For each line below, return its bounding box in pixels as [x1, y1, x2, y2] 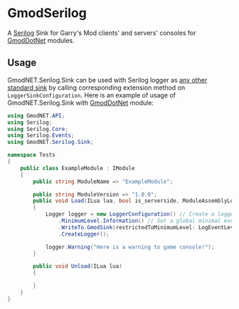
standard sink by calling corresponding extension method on [7, 83, 186, 92]
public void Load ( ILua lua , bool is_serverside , [33, 197, 180, 204]
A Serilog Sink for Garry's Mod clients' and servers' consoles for [7, 28, 196, 37]
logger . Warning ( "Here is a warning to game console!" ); [45, 243, 215, 251]
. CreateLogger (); [58, 230, 110, 238]
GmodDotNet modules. [7, 36, 75, 44]
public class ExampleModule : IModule [20, 164, 135, 172]
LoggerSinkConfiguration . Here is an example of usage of [7, 90, 176, 99]
